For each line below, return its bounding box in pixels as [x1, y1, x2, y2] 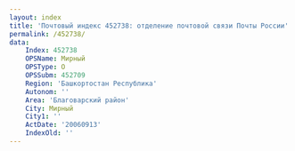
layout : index [9, 12, 62, 22]
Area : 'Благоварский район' [25, 95, 129, 105]
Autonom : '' [25, 87, 70, 96]
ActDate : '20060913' [25, 121, 102, 130]
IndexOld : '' [25, 129, 74, 138]
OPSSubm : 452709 [25, 71, 86, 80]
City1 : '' [25, 112, 62, 121]
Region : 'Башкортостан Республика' [25, 79, 158, 88]
